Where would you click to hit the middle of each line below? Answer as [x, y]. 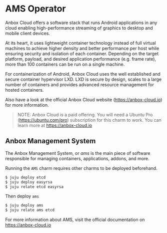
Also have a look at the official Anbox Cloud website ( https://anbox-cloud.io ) [84, 99]
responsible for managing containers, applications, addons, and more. [77, 158]
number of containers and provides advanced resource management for [79, 84]
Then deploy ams [22, 196]
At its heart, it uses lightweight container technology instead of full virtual [80, 43]
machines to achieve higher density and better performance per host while [82, 48]
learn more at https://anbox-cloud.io [55, 125]
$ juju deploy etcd [25, 177]
